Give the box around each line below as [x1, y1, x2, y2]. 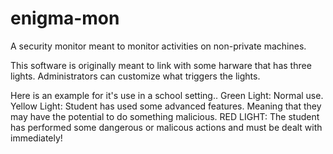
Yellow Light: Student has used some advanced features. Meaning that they [10, 100, 322, 112]
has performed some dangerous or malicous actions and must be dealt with [10, 121, 323, 133]
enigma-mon [10, 7, 120, 30]
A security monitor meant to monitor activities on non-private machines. [10, 40, 307, 52]
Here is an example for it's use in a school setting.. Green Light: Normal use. [10, 89, 324, 101]
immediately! [10, 132, 63, 144]
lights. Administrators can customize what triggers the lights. [10, 70, 261, 82]
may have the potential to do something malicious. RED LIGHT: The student [10, 110, 320, 122]
